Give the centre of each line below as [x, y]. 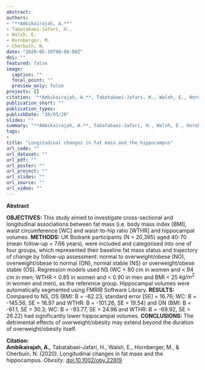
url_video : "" [24, 188]
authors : [17, 18]
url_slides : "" [26, 177]
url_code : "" [23, 148]
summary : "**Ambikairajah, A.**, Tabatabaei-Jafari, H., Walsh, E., [95, 126]
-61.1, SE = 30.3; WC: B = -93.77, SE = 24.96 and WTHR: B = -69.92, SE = [99, 309]
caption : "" [27, 75]
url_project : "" [27, 171]
